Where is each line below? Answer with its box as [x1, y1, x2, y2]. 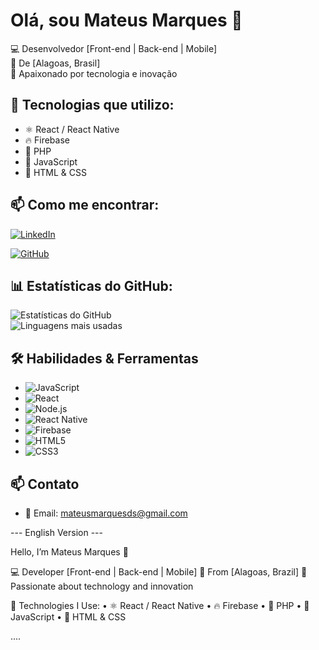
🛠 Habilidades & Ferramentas [10, 350, 199, 367]
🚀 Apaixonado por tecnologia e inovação [10, 67, 178, 79]
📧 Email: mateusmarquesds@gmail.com [24, 507, 188, 519]
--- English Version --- [10, 527, 103, 538]
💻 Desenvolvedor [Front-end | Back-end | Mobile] [10, 42, 218, 54]
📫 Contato [10, 475, 80, 493]
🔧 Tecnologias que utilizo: [10, 97, 175, 114]
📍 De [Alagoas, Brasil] [10, 57, 101, 69]
